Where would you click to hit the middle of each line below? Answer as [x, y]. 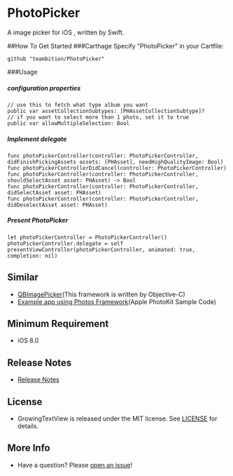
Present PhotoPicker [38, 220]
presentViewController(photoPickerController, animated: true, [101, 250]
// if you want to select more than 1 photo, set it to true [98, 117]
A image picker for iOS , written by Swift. [66, 32]
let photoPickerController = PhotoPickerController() [87, 237]
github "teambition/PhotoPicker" [56, 59]
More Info [29, 448]
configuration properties [44, 88]
